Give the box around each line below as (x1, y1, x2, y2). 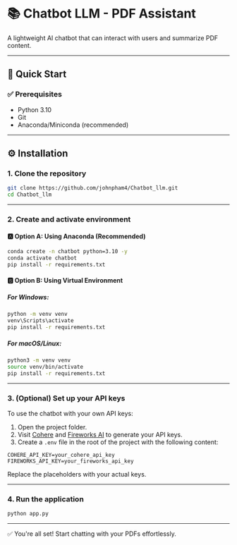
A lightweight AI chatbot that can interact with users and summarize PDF (7, 33, 219, 42)
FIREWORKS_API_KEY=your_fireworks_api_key (7, 458, 134, 465)
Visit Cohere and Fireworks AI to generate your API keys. (17, 430, 183, 439)
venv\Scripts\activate (7, 317, 74, 324)
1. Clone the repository (7, 169, 87, 178)
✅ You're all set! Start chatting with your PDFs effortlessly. (7, 529, 176, 538)
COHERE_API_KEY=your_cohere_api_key (7, 451, 115, 458)
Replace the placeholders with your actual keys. (7, 470, 147, 478)
